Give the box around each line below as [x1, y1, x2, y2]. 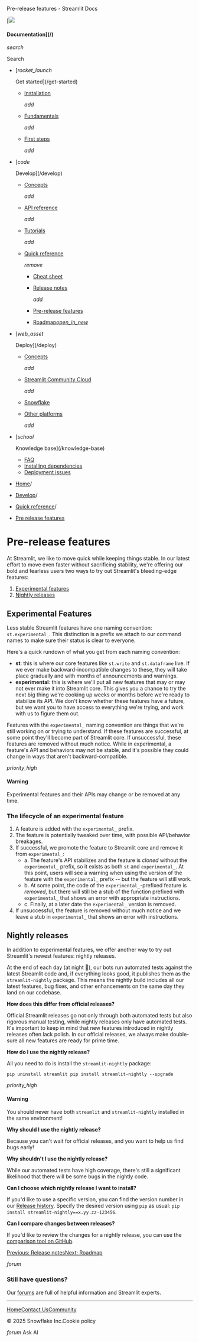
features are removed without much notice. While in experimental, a [6, 740, 172, 747]
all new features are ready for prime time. [18, 1037, 120, 1044]
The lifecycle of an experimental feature [6, 812, 124, 821]
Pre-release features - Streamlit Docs [6, 5, 98, 12]
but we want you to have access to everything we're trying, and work [15, 704, 184, 711]
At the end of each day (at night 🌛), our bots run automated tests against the [6, 964, 193, 971]
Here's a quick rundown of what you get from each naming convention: [6, 648, 180, 655]
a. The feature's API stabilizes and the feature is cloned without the [24, 857, 188, 864]
